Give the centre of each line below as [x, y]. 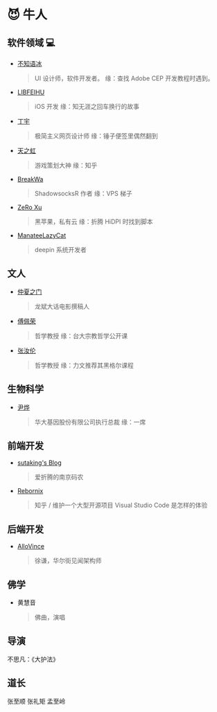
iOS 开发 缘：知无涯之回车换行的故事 [87, 106]
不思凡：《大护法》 [33, 659]
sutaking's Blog [39, 463]
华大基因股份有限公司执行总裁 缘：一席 [90, 422]
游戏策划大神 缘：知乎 [66, 165]
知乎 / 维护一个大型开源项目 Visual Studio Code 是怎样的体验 [121, 505]
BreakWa [30, 179]
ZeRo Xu [29, 207]
